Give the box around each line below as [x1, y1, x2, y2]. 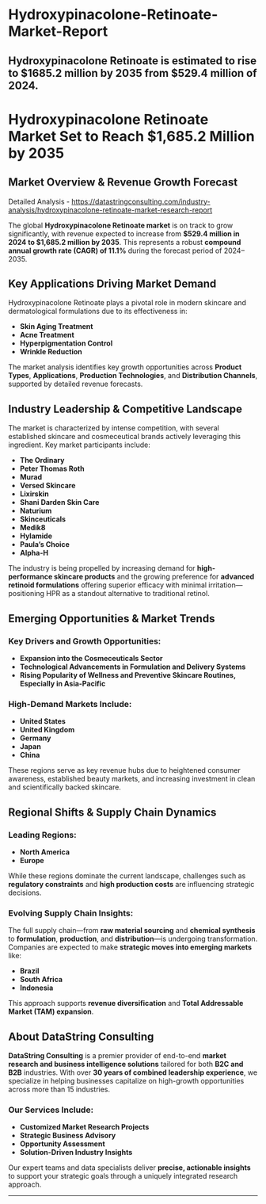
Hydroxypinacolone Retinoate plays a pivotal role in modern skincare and [8, 298, 247, 308]
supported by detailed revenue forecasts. [8, 379, 143, 389]
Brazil [19, 966, 40, 976]
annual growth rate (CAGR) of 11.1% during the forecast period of [8, 246, 222, 255]
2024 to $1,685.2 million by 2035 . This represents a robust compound [8, 237, 241, 247]
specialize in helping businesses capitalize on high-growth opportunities [8, 1076, 245, 1085]
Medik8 [19, 523, 46, 533]
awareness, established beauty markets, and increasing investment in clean [8, 774, 256, 784]
